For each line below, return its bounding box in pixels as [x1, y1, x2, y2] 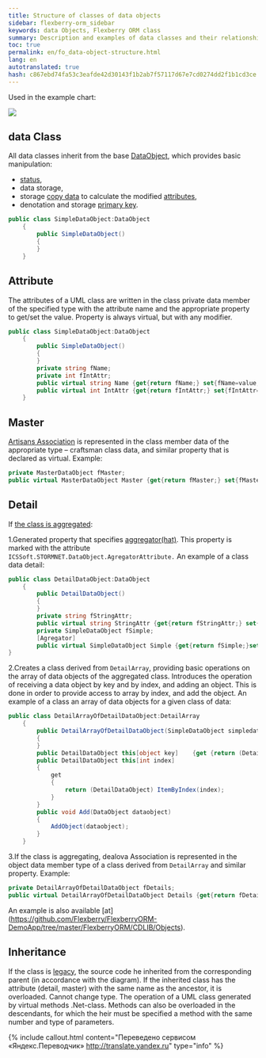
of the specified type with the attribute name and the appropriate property [8, 304, 250, 313]
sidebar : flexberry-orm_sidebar [8, 19, 115, 27]
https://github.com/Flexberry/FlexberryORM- [10, 914, 158, 923]
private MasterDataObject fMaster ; [8, 469, 126, 477]
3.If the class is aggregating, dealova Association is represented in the [8, 852, 237, 861]
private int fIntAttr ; [36, 372, 112, 380]
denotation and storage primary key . [19, 200, 139, 210]
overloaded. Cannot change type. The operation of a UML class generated [8, 991, 252, 1001]
